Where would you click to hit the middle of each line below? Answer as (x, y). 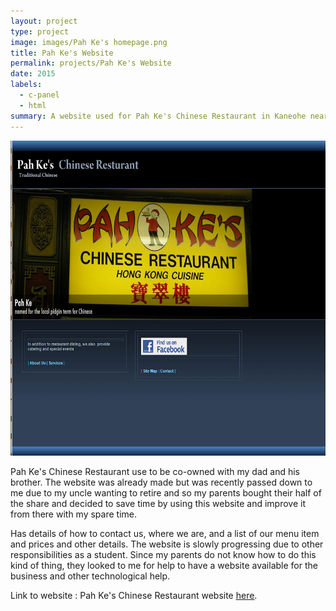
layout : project (44, 21)
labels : (26, 85)
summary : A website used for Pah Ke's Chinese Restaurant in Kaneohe (158, 116)
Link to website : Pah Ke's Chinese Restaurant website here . (134, 595)
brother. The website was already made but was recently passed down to (161, 482)
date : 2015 (33, 74)
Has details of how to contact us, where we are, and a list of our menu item (165, 533)
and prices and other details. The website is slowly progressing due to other (167, 544)
